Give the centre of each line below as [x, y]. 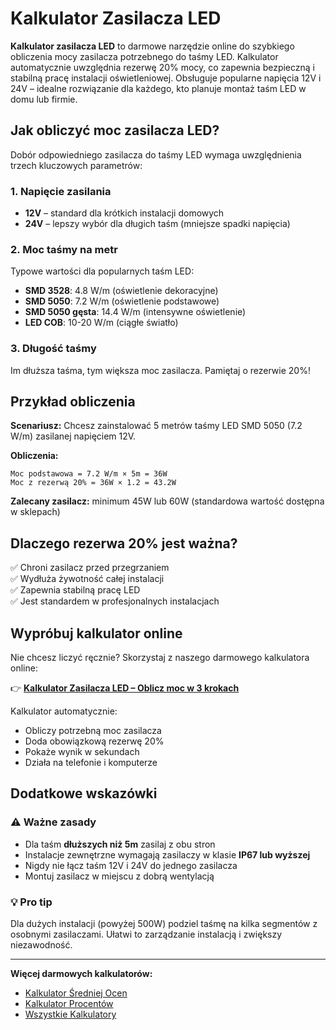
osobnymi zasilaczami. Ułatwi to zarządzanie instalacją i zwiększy [146, 934]
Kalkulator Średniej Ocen [76, 993]
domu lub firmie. [44, 99]
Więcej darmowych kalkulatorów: [81, 974]
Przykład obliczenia [73, 402]
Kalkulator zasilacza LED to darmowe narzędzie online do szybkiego [152, 46]
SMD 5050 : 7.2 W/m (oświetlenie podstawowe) [122, 301]
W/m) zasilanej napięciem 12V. [73, 436]
